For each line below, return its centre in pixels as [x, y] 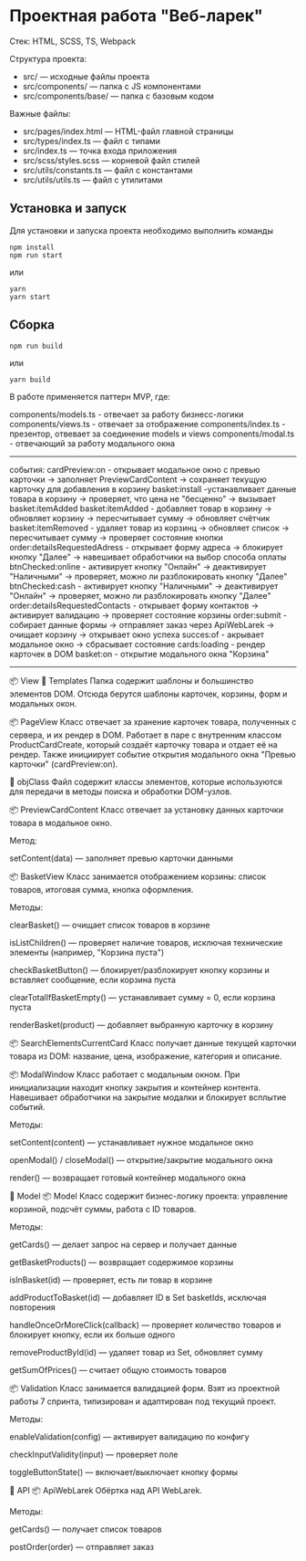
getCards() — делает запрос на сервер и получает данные [123, 1244]
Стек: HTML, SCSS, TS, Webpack [73, 41]
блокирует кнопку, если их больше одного [92, 1335]
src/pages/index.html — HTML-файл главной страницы [128, 131]
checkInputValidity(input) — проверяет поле [94, 1454]
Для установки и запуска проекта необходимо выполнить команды [141, 230]
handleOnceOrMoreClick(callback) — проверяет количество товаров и [145, 1325]
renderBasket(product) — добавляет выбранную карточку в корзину [142, 1024]
